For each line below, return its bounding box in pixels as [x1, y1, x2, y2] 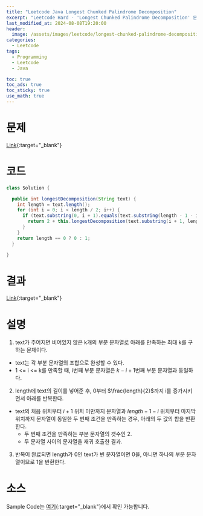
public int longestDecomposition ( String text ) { [11, 196, 137, 202]
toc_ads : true [6, 82, 42, 88]
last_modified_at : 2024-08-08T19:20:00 [6, 20, 107, 26]
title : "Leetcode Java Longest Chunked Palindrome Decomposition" [6, 8, 177, 15]
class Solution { [6, 185, 50, 191]
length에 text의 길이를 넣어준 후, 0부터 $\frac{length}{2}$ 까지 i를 [14, 387, 172, 394]
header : [6, 25, 26, 32]
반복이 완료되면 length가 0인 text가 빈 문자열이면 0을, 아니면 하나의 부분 [14, 451, 185, 458]
